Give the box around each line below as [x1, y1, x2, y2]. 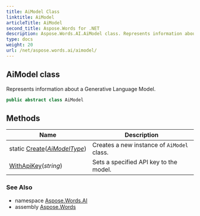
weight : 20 [6, 42, 33, 48]
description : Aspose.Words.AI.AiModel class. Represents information [6, 31, 183, 37]
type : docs [6, 36, 33, 42]
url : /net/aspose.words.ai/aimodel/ [6, 48, 97, 54]
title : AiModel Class [6, 8, 60, 15]
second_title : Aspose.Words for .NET [6, 25, 100, 32]
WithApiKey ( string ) [9, 162, 62, 170]
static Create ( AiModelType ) [9, 145, 87, 153]
